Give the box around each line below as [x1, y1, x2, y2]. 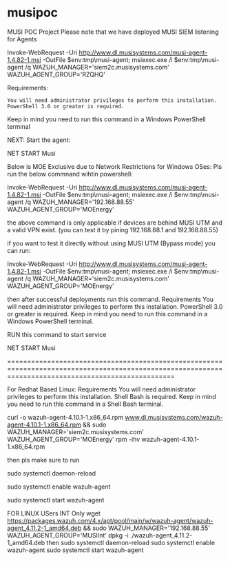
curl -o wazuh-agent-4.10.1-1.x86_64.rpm [7, 413, 124, 421]
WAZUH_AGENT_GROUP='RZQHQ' [7, 70, 105, 79]
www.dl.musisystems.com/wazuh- [125, 413, 223, 421]
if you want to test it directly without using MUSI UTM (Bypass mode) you [7, 239, 216, 247]
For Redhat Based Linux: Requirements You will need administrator [7, 385, 196, 394]
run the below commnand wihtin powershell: [7, 170, 133, 178]
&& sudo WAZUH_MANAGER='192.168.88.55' [83, 524, 211, 532]
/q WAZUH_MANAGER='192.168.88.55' [25, 198, 135, 206]
